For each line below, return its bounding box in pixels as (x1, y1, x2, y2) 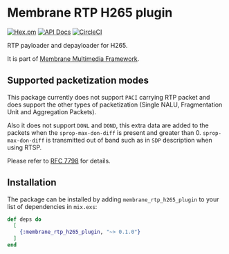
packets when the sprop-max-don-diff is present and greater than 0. (7, 128, 202, 136)
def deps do (7, 216, 42, 223)
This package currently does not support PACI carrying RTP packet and (7, 93, 210, 101)
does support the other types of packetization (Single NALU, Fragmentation (7, 100, 223, 109)
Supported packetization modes (7, 75, 149, 87)
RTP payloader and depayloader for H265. (7, 41, 128, 49)
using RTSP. (7, 143, 42, 152)
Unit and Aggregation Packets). (7, 107, 97, 116)
